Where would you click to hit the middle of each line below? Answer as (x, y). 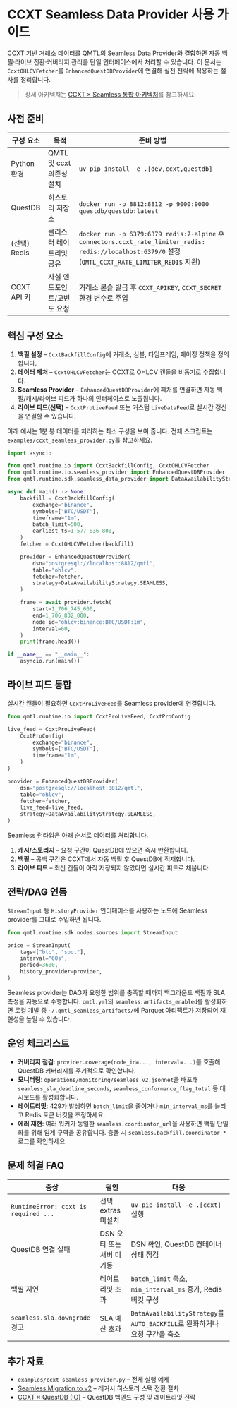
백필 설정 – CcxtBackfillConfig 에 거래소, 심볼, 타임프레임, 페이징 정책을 (117, 354)
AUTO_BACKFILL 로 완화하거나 (175, 1323)
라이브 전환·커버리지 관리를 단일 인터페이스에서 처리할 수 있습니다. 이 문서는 (118, 61)
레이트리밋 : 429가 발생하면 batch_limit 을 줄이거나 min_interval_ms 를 (115, 1106)
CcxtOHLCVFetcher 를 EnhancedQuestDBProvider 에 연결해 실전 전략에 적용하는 (113, 71)
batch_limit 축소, (159, 1278)
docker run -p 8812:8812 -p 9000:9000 (144, 204)
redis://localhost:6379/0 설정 (130, 251)
